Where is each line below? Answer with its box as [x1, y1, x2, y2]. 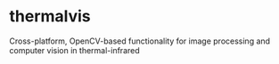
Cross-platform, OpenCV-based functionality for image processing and [9, 36, 270, 46]
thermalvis [9, 6, 91, 27]
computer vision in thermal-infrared [9, 44, 140, 55]
